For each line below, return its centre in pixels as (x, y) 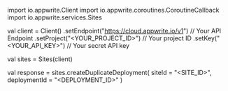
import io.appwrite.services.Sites (55, 17)
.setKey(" (207, 38)
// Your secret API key (98, 45)
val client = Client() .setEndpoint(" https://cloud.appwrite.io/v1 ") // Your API (114, 31)
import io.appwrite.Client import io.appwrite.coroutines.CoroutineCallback (113, 10)
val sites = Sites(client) (40, 59)
